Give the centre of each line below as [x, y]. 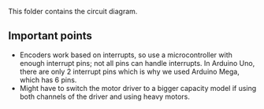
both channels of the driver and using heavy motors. [105, 96]
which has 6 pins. [48, 80]
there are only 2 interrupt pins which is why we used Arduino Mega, [130, 71]
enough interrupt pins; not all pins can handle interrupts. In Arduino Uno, [137, 63]
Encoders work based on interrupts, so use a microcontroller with [126, 55]
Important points [50, 36]
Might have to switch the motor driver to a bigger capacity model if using [138, 88]
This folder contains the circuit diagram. [73, 11]
